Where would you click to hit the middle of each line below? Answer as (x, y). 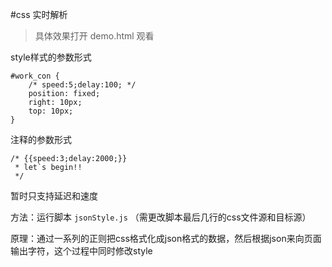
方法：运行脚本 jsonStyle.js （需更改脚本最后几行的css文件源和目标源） (161, 217)
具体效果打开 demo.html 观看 (94, 36)
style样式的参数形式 (51, 57)
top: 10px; (51, 111)
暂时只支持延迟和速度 (54, 196)
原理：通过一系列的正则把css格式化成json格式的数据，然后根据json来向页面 (166, 238)
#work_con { (35, 76)
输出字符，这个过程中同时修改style (81, 251)
